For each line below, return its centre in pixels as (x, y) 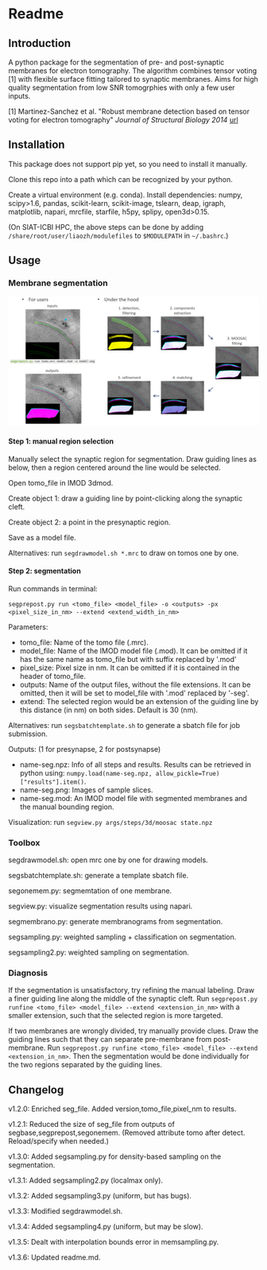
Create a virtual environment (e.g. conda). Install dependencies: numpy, (126, 195)
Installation (37, 145)
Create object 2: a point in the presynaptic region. (89, 522)
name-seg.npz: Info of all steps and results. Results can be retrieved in (135, 765)
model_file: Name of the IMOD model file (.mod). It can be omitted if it (133, 650)
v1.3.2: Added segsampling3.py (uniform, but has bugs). (100, 1196)
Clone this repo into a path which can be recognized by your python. (120, 179)
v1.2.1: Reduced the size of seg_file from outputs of (91, 1125)
